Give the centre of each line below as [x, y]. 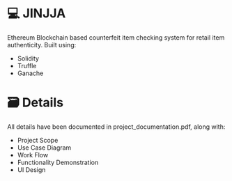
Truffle [27, 65]
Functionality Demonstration [58, 162]
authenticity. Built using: [42, 45]
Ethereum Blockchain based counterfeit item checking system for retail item [116, 37]
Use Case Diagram [44, 148]
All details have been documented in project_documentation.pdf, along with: [116, 127]
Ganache [30, 73]
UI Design [31, 170]
